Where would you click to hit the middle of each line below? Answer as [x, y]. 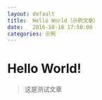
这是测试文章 [43, 89]
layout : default [31, 14]
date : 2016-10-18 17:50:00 [50, 27]
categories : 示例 [32, 34]
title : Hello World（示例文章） [53, 21]
